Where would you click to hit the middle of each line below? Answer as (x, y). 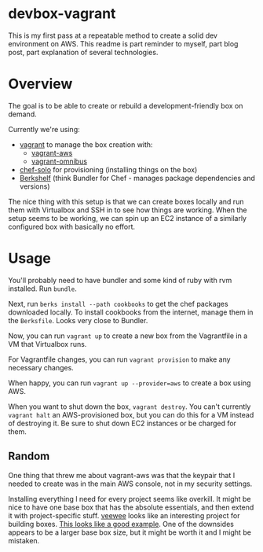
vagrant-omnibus (59, 161)
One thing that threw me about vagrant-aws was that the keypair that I (122, 475)
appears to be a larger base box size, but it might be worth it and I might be (130, 532)
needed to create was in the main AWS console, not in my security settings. (130, 484)
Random (29, 456)
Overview (40, 84)
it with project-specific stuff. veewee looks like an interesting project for (124, 515)
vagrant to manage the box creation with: (86, 144)
